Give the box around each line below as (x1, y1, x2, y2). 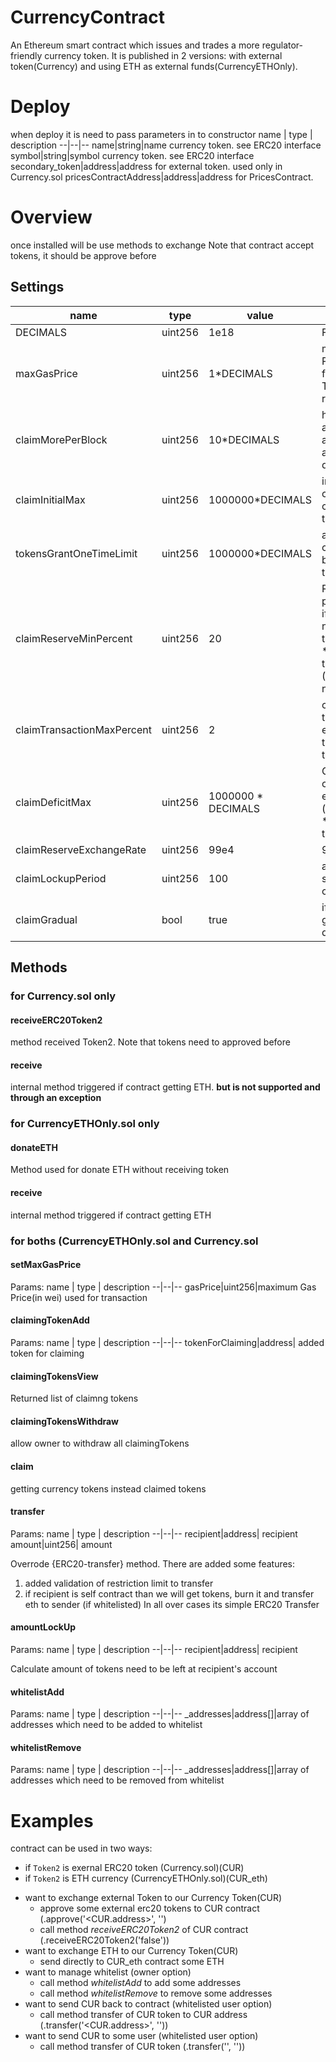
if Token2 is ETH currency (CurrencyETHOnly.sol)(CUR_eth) (24, 1872, 268, 1885)
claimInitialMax (15, 492, 86, 506)
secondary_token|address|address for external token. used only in (10, 160, 283, 172)
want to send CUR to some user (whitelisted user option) (24, 2030, 259, 2042)
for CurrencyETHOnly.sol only (10, 1117, 160, 1131)
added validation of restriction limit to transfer (24, 1577, 214, 1589)
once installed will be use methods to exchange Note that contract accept (10, 239, 315, 251)
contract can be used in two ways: (10, 1842, 153, 1855)
